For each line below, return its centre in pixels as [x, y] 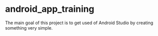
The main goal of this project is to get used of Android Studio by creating [79, 23]
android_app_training [50, 9]
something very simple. [29, 28]
